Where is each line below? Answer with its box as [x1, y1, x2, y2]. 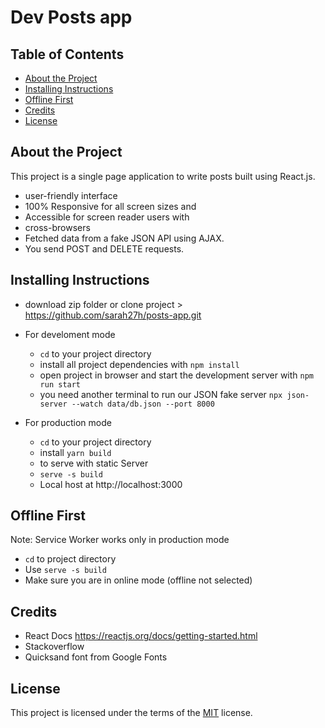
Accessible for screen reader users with [24, 211, 190, 223]
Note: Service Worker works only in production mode [10, 534, 230, 546]
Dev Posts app [10, 6, 133, 29]
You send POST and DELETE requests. [24, 242, 185, 255]
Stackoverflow [24, 641, 85, 653]
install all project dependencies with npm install [39, 358, 240, 370]
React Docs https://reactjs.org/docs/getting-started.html [24, 630, 258, 642]
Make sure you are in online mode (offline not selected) [24, 574, 253, 586]
